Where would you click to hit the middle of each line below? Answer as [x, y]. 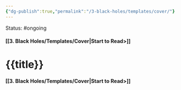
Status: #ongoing [26, 28]
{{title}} [25, 65]
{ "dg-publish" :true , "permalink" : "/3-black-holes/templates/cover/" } [90, 11]
